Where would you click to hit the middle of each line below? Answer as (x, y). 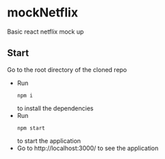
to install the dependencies (55, 108)
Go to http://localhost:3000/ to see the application (88, 148)
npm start (31, 128)
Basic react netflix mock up (46, 32)
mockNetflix (43, 13)
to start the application (49, 140)
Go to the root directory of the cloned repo (67, 69)
